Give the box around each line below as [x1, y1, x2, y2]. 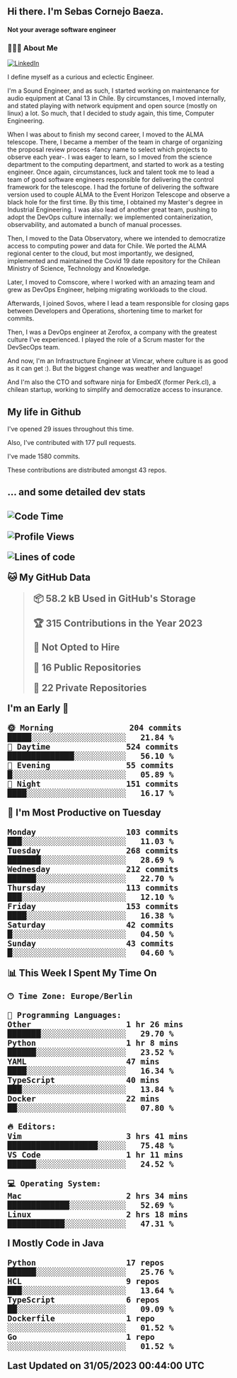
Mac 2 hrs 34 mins [7, 1191, 189, 1201]
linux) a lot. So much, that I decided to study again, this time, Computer [7, 109, 214, 117]
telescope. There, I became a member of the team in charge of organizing [7, 138, 223, 146]
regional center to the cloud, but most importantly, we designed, [7, 249, 195, 257]
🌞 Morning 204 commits [7, 722, 182, 733]
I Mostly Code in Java [7, 1237, 104, 1249]
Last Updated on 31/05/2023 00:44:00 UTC [7, 1360, 205, 1372]
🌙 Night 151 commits [7, 778, 179, 789]
